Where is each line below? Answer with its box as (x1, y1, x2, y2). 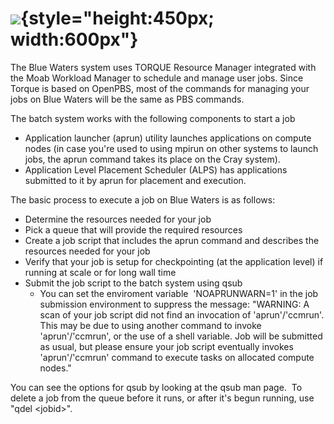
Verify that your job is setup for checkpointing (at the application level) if (24, 255, 324, 267)
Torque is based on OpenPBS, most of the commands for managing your (10, 82, 310, 94)
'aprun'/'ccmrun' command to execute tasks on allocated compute (39, 351, 315, 363)
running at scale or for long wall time (24, 266, 177, 278)
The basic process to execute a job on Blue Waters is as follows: (10, 193, 276, 206)
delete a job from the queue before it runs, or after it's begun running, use (10, 392, 315, 404)
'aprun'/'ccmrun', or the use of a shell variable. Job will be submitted (39, 330, 323, 342)
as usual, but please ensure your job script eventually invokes (39, 340, 294, 352)
